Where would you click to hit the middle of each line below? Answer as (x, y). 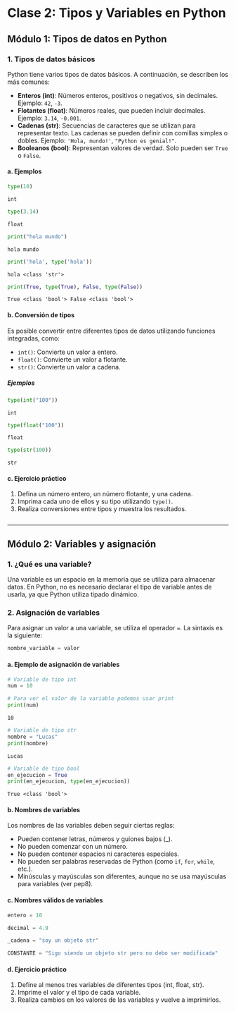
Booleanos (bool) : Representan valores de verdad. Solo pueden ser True (123, 148)
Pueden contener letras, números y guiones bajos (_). (95, 839)
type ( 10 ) (20, 187)
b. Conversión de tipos (41, 315)
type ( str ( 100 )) (29, 450)
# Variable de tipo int (42, 679)
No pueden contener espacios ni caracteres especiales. (98, 854)
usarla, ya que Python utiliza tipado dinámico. (73, 594)
